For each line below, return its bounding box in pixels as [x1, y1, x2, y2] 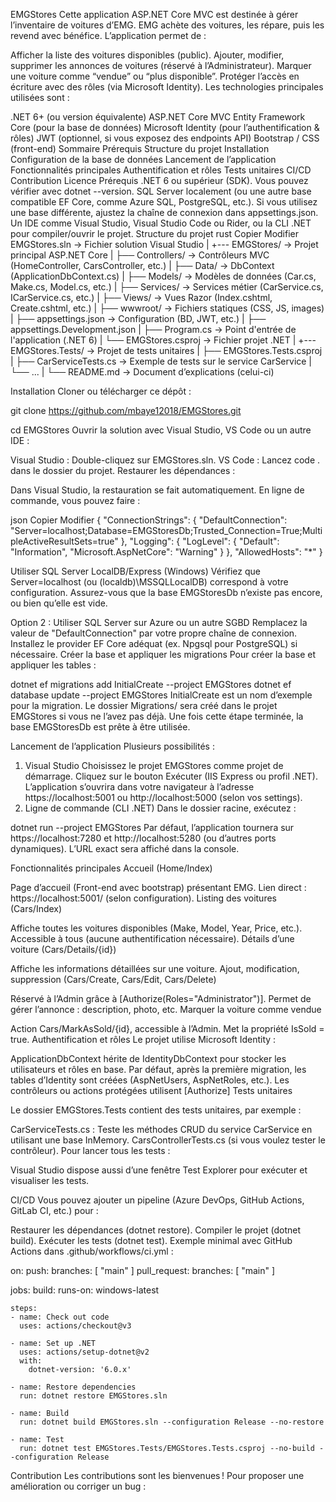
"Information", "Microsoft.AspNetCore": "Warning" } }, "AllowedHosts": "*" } [10, 546, 323, 558]
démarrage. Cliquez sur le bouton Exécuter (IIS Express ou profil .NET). [24, 770, 318, 782]
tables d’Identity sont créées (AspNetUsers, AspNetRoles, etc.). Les [10, 1074, 290, 1086]
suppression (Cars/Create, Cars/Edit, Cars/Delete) [10, 974, 217, 985]
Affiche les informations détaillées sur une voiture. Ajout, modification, [10, 963, 300, 974]
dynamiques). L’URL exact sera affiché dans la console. [10, 843, 240, 854]
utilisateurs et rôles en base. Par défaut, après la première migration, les [10, 1064, 307, 1075]
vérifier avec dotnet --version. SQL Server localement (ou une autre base [10, 185, 312, 197]
